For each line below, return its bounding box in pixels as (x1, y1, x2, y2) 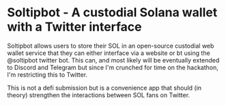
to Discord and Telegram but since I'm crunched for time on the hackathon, (7, 63, 218, 71)
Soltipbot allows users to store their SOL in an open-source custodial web (7, 41, 214, 50)
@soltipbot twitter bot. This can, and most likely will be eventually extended (7, 56, 220, 64)
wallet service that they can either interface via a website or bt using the (7, 49, 210, 57)
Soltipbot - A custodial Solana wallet (7, 5, 218, 20)
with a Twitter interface (7, 19, 142, 35)
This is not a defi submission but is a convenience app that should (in (7, 84, 202, 92)
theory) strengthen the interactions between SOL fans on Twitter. (7, 90, 190, 99)
